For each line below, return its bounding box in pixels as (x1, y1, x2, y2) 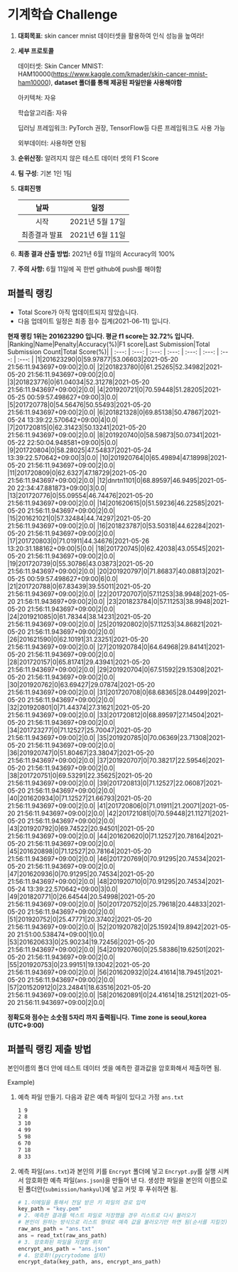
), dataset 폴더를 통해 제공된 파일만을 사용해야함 (48, 78, 183, 86)
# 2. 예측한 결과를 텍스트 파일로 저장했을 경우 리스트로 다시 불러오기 (17, 1212, 196, 1219)
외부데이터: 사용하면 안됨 (17, 138, 87, 147)
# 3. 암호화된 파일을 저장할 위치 (17, 1239, 102, 1246)
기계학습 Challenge (7, 6, 118, 23)
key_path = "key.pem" (17, 1205, 82, 1213)
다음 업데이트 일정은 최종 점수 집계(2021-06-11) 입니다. (17, 316, 171, 325)
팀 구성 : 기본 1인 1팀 (17, 169, 72, 177)
